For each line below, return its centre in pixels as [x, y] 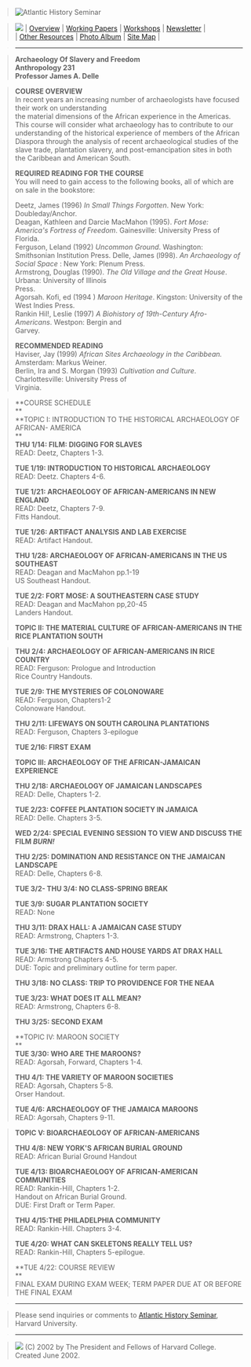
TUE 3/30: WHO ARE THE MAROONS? [78, 1054]
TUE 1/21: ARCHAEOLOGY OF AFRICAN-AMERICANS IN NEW [115, 492]
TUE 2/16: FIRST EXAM [53, 747]
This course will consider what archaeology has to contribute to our [124, 125]
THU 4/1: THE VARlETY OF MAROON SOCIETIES [94, 1077]
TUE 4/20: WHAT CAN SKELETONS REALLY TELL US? [104, 1244]
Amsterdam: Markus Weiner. [61, 362]
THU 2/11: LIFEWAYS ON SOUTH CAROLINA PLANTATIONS [112, 724]
